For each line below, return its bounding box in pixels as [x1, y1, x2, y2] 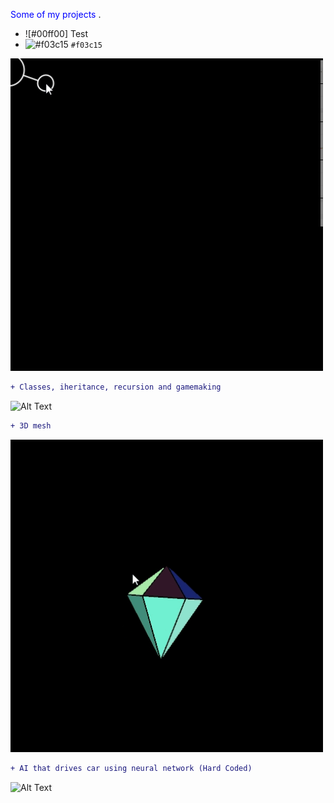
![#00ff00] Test [24, 28, 89, 39]
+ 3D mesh [10, 420, 52, 431]
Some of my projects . [10, 9, 102, 20]
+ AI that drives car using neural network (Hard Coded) [10, 763, 253, 773]
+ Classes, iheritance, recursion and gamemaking [10, 382, 222, 392]
